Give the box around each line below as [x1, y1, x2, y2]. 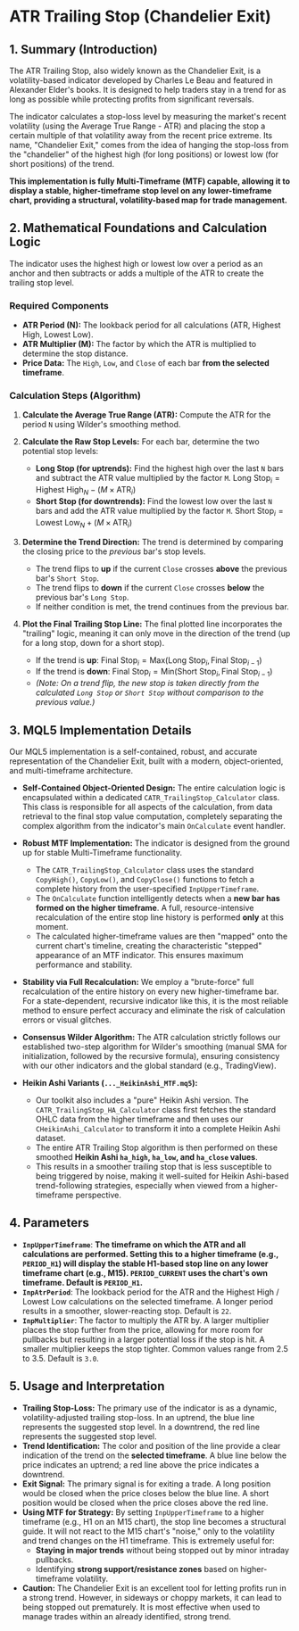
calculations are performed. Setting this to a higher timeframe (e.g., [21, 1248, 279, 1259]
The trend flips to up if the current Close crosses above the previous [35, 563, 287, 574]
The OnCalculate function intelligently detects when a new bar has [35, 893, 281, 903]
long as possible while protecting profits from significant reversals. [9, 94, 254, 104]
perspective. [75, 1189, 122, 1200]
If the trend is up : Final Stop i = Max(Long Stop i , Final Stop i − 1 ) [35, 654, 262, 667]
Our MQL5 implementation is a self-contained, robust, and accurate [9, 747, 258, 757]
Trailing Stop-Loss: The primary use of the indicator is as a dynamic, [21, 1403, 278, 1413]
